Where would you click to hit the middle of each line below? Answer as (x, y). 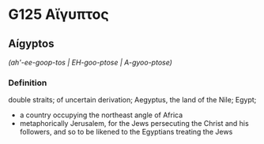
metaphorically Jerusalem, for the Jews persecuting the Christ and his (134, 124)
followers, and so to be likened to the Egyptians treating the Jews (126, 132)
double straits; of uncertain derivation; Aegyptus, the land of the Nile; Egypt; (132, 100)
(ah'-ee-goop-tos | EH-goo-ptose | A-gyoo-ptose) (90, 62)
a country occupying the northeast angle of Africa (101, 115)
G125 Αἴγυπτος (58, 15)
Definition (28, 83)
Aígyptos (31, 44)
